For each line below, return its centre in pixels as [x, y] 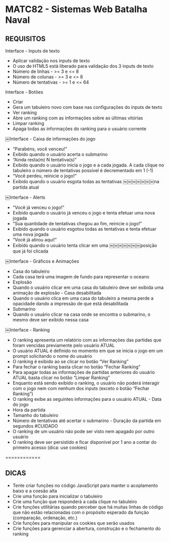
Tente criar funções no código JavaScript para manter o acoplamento [85, 485]
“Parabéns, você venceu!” [40, 149]
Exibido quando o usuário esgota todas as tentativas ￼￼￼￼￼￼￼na [86, 181]
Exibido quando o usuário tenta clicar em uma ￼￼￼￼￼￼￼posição [85, 245]
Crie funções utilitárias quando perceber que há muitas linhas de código [88, 507]
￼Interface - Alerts [25, 197]
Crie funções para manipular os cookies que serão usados [74, 523]
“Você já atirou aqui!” [35, 240]
